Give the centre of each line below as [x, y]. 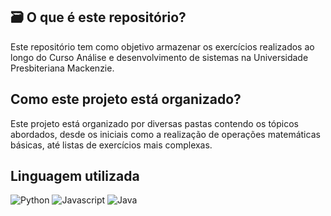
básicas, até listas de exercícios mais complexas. [111, 145]
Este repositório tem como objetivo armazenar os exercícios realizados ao [162, 46]
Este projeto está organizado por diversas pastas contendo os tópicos [155, 123]
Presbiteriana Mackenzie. [62, 68]
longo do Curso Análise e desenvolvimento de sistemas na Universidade [159, 57]
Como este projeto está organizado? [126, 99]
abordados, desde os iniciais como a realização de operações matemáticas [165, 134]
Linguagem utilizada [75, 176]
